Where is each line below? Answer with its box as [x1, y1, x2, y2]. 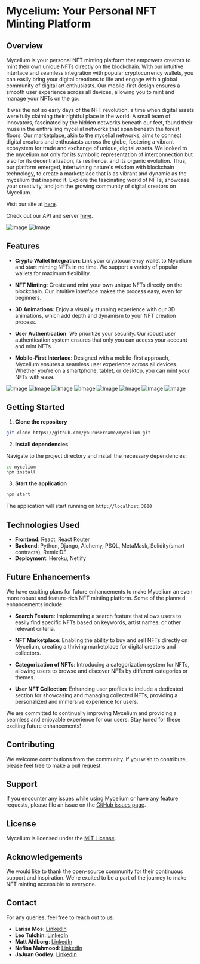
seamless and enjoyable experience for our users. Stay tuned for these [6, 716, 181, 723]
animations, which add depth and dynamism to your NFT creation [14, 312, 176, 319]
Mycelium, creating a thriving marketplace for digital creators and [14, 643, 176, 650]
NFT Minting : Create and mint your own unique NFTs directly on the [14, 281, 183, 288]
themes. [14, 673, 35, 680]
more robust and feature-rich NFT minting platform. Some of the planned [6, 594, 186, 601]
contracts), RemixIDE [14, 548, 67, 555]
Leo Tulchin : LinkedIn [14, 932, 69, 939]
